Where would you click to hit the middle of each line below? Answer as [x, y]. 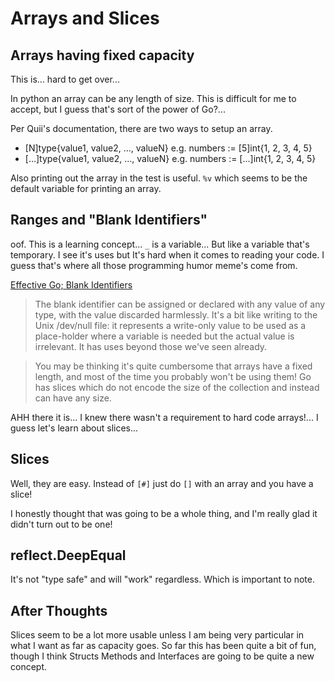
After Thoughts [59, 610]
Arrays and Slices [85, 18]
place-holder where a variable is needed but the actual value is [164, 336]
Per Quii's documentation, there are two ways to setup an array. [141, 128]
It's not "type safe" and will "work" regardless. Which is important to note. [163, 579]
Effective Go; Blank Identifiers [71, 284]
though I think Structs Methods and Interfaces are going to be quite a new [162, 656]
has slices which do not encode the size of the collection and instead [177, 387]
